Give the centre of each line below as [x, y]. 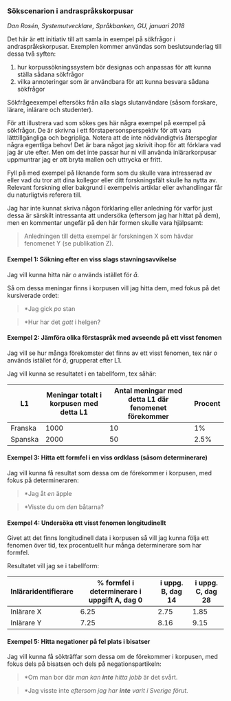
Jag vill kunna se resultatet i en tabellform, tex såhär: [82, 374]
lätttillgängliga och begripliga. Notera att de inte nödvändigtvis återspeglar [112, 138]
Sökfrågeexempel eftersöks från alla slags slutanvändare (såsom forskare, [112, 103]
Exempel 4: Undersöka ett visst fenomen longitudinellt [87, 523]
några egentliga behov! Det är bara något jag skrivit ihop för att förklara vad [114, 145]
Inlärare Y [26, 623]
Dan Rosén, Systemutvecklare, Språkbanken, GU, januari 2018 [96, 26]
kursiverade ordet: [33, 295]
